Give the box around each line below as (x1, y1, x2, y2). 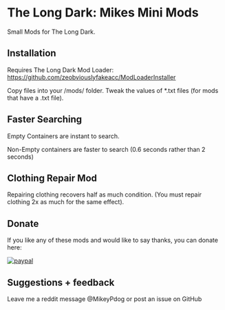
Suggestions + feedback (7, 276, 115, 288)
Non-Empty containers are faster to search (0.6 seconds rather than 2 (7, 145, 206, 153)
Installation (7, 47, 56, 59)
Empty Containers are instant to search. (7, 132, 120, 140)
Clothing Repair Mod (7, 172, 98, 184)
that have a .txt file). (7, 93, 64, 102)
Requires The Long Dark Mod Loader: (7, 65, 114, 74)
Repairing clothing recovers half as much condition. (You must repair (7, 190, 202, 199)
